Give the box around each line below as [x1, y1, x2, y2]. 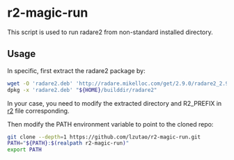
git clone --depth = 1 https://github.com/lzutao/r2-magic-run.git [7, 134, 201, 141]
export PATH [7, 146, 42, 154]
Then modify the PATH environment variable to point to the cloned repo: [7, 120, 214, 128]
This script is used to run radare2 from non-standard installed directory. [7, 28, 214, 36]
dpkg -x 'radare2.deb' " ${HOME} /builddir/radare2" [7, 86, 157, 93]
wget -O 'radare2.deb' [7, 80, 73, 87]
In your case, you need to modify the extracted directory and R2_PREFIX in [7, 99, 222, 107]
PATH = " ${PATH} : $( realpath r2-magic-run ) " [7, 140, 130, 147]
